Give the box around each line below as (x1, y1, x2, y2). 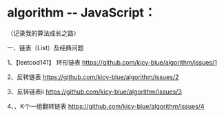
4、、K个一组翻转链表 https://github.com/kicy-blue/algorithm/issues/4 (7, 102, 205, 110)
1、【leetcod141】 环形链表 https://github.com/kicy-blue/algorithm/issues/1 (7, 58, 217, 66)
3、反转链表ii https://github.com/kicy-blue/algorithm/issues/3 (7, 87, 183, 96)
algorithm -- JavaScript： (7, 5, 156, 21)
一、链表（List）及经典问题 (7, 43, 84, 52)
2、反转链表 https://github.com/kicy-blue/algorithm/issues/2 (7, 72, 179, 81)
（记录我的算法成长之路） (7, 29, 80, 37)
